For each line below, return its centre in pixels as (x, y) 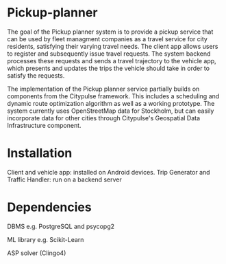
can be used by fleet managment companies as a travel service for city (107, 38)
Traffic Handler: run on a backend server (64, 179)
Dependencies (49, 207)
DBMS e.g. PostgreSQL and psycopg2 (61, 226)
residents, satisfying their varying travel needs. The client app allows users (113, 46)
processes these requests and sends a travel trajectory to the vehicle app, (112, 60)
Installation (40, 153)
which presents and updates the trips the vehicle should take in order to (109, 68)
